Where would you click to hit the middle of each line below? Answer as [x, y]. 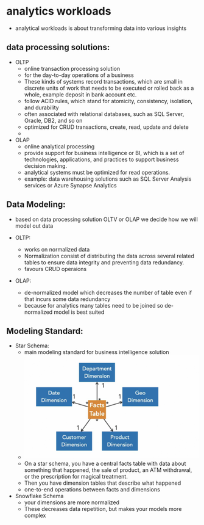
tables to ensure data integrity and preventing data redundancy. [104, 262]
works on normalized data [57, 249]
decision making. [46, 165]
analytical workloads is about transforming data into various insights [101, 28]
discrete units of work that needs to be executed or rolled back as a [109, 88]
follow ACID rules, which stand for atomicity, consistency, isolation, [108, 101]
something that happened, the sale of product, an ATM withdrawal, [108, 470]
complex [35, 516]
